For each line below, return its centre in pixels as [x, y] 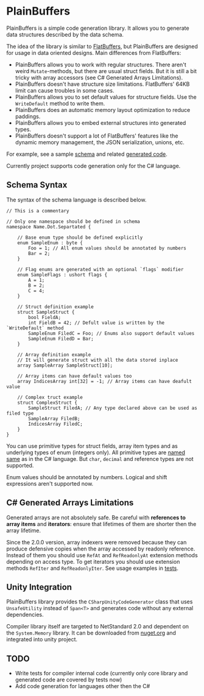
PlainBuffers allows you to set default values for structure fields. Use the [106, 97]
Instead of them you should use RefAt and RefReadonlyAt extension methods [102, 555]
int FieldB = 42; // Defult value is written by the [97, 323]
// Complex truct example [50, 397]
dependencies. [25, 615]
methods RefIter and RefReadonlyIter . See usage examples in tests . [92, 568]
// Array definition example [54, 354]
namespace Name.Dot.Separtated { [49, 227]
